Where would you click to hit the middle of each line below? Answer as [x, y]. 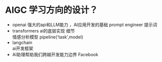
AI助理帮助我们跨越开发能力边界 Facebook [55, 54]
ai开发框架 [23, 48]
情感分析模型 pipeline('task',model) [48, 37]
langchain [22, 42]
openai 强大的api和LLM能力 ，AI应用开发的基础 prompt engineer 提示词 [85, 25]
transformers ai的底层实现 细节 [44, 31]
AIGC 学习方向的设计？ [52, 10]
